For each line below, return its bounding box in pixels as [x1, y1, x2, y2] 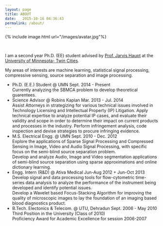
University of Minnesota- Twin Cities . [5, 58, 79, 64]
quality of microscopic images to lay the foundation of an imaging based [12, 195, 157, 201]
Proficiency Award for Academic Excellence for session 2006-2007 [12, 216, 147, 222]
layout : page [5, 7, 32, 12]
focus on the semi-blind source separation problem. [12, 149, 116, 155]
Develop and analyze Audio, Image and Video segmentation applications [12, 154, 157, 160]
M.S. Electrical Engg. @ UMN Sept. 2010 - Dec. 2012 [12, 133, 117, 139]
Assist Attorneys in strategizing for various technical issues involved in [12, 102, 153, 108]
